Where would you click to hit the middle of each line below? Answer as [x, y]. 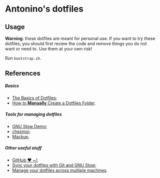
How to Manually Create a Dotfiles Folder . [54, 103]
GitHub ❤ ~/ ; [25, 160]
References [23, 73]
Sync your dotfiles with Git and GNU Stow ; [54, 165]
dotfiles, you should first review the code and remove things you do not [76, 44]
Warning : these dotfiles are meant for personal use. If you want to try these [80, 38]
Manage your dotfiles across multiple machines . [60, 170]
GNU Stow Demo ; [29, 127]
